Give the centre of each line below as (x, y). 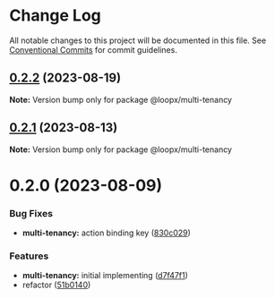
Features (29, 256)
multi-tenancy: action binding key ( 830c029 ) (106, 233)
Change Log (55, 16)
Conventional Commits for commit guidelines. (93, 49)
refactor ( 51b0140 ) (56, 285)
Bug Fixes (31, 213)
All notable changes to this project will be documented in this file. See (138, 40)
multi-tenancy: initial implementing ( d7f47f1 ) (105, 276)
